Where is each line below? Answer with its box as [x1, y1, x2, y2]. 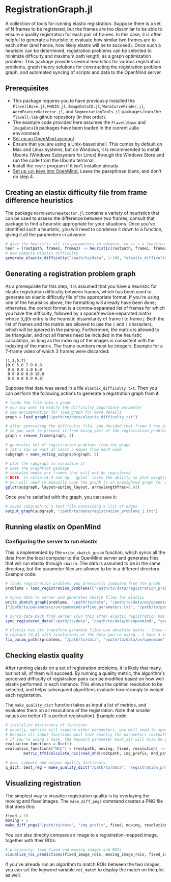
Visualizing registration [5, 779, 81, 788]
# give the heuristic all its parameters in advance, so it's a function [5, 241, 165, 246]
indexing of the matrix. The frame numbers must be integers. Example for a [5, 343, 163, 349]
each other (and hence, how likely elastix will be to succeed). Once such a [5, 42, 161, 48]
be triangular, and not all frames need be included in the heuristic [5, 332, 142, 338]
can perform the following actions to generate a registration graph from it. [5, 390, 160, 396]
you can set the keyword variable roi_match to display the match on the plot [5, 866, 164, 873]
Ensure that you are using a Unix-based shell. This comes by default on [12, 141, 163, 147]
